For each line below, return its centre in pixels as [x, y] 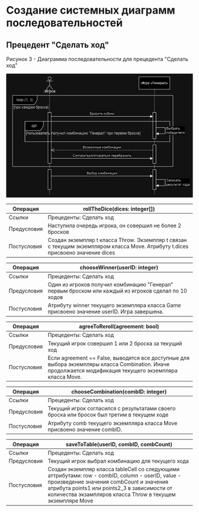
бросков [58, 232]
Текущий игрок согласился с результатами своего [112, 408]
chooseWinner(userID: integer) [119, 268]
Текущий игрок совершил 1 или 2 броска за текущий [115, 343]
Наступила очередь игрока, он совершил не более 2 [115, 225]
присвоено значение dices [81, 253]
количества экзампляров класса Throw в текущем [112, 494]
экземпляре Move [70, 501]
